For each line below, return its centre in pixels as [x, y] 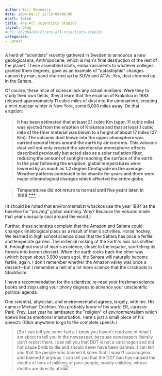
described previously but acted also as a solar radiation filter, [80, 153]
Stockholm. [16, 272]
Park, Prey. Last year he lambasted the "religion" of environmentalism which [81, 312]
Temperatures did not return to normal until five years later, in [80, 190]
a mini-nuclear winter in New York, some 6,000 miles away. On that [72, 106]
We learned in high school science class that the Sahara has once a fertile [79, 236]
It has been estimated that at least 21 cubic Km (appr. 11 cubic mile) [86, 122]
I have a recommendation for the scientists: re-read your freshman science [80, 282]
